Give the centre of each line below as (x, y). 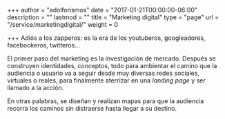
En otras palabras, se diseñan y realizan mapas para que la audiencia (106, 101)
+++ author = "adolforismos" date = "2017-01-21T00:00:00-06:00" (102, 10)
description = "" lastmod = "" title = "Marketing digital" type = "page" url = (113, 17)
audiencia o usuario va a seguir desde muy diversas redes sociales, (104, 73)
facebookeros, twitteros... (44, 45)
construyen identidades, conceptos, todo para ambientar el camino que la (112, 66)
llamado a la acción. (36, 88)
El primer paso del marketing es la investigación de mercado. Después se (111, 58)
